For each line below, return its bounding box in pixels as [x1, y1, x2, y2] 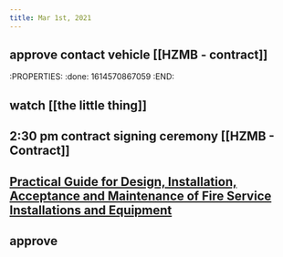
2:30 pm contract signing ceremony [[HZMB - [9, 128, 276, 144]
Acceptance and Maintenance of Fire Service [9, 188, 272, 203]
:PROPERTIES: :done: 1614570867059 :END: [9, 71, 175, 82]
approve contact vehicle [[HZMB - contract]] [9, 47, 268, 63]
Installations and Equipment [9, 202, 173, 218]
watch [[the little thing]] [9, 98, 148, 113]
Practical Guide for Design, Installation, [9, 174, 237, 190]
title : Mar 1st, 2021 [9, 13, 92, 23]
